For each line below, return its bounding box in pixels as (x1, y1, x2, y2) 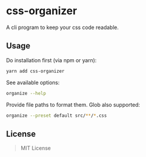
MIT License (20, 145, 51, 152)
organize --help (6, 90, 46, 96)
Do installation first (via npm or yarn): (6, 56, 97, 63)
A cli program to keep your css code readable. (6, 24, 119, 31)
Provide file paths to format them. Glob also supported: (6, 101, 140, 108)
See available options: (6, 79, 60, 86)
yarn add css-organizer (6, 68, 65, 74)
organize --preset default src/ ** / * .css (6, 113, 108, 118)
